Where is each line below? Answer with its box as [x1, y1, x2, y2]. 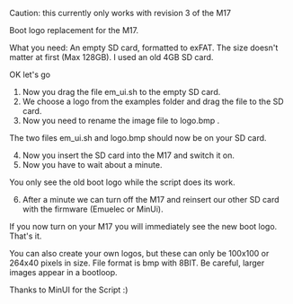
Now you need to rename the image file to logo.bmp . [22, 116, 220, 126]
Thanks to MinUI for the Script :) [9, 284, 129, 295]
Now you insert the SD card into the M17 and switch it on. [22, 150, 235, 161]
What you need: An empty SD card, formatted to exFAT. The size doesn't [9, 42, 279, 53]
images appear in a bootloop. [9, 267, 119, 277]
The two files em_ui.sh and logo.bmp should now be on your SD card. [9, 133, 267, 143]
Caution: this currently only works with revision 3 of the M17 [9, 8, 232, 18]
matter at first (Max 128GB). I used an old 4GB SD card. [9, 52, 214, 62]
